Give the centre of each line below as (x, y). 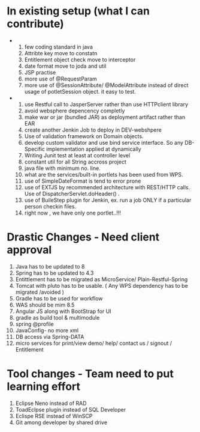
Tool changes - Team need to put (90, 374)
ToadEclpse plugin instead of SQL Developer (71, 409)
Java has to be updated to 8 (50, 266)
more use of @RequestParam (61, 79)
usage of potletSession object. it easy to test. (80, 91)
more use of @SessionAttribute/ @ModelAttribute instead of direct (106, 85)
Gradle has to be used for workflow (59, 298)
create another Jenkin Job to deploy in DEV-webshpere (93, 130)
